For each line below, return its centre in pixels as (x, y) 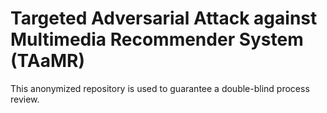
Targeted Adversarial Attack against (164, 18)
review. (25, 99)
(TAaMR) (47, 61)
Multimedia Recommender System (157, 39)
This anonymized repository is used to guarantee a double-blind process (160, 88)
